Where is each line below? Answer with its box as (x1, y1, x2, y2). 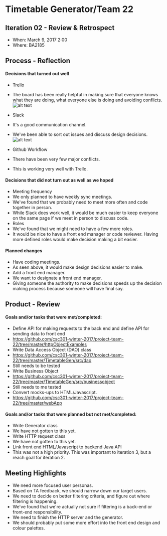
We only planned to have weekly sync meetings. (12, 194, 113, 200)
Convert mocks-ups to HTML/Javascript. (12, 389, 97, 395)
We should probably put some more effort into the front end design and (12, 519, 160, 525)
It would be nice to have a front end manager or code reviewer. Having (12, 231, 158, 237)
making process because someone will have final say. (12, 286, 124, 291)
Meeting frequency (12, 188, 52, 194)
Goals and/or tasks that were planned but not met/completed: (5, 411, 137, 417)
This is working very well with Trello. (12, 165, 88, 171)
